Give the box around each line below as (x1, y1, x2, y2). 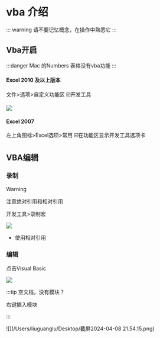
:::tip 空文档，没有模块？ (6, 288, 65, 296)
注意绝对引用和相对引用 (6, 198, 63, 205)
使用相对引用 (14, 234, 46, 241)
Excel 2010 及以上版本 (6, 76, 61, 83)
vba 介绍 (6, 5, 48, 19)
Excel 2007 (6, 118, 34, 125)
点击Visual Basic (6, 265, 46, 272)
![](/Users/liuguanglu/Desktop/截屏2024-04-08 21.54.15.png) (6, 325, 155, 332)
